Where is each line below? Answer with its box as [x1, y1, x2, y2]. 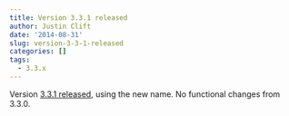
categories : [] [9, 47, 67, 56]
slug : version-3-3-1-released [9, 38, 125, 48]
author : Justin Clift [9, 22, 92, 31]
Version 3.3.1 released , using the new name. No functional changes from [9, 88, 281, 100]
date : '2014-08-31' [9, 30, 84, 39]
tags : [9, 55, 30, 64]
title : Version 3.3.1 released [9, 13, 128, 23]
